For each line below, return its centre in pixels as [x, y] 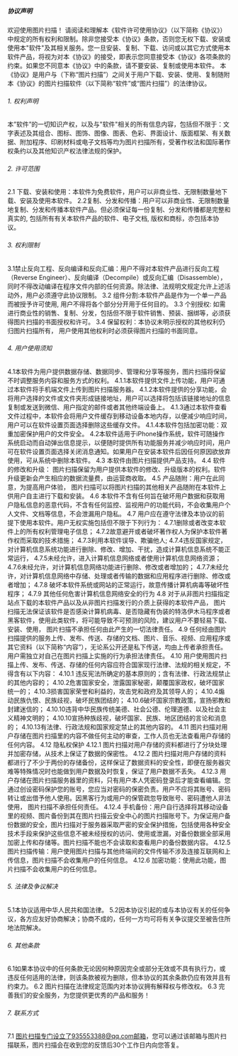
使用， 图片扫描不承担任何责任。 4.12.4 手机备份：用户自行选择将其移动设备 [118, 807]
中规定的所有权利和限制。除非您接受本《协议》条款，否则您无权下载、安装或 [119, 38]
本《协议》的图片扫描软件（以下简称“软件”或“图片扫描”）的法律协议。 [109, 83]
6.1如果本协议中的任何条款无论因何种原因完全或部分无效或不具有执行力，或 [117, 969]
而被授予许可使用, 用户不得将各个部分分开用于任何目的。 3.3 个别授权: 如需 [117, 304]
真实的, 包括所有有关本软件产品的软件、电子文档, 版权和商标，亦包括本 [110, 219]
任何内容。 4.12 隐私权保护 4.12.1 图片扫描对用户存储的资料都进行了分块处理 [117, 744]
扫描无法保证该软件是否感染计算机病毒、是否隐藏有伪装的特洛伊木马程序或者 [119, 611]
